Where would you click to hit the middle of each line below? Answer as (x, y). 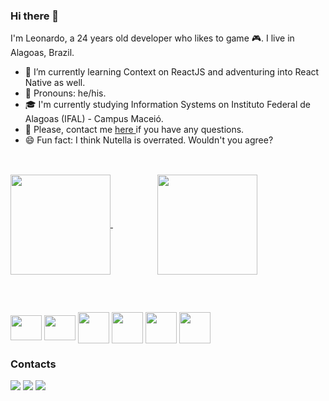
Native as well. (55, 83)
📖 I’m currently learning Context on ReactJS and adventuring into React (172, 72)
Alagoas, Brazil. (42, 53)
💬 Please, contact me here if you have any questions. (134, 130)
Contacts (33, 364)
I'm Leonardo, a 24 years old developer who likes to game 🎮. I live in (152, 38)
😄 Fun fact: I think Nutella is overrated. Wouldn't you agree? (149, 140)
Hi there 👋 (35, 16)
